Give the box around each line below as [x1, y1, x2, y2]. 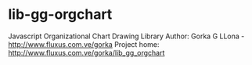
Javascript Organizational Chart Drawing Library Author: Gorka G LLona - [8, 31, 245, 41]
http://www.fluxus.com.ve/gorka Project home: [8, 39, 160, 49]
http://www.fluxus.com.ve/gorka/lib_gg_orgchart [8, 48, 165, 57]
